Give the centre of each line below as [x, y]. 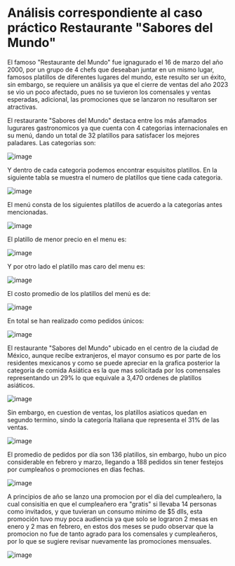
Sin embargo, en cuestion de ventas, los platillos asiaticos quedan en [107, 412]
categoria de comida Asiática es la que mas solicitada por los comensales [114, 370]
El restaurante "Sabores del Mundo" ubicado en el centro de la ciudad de [113, 348]
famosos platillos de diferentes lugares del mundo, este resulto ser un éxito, [117, 77]
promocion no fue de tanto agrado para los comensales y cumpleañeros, [113, 534]
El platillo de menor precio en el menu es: [67, 239]
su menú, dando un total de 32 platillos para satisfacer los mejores [103, 135]
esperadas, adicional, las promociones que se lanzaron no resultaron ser [112, 99]
